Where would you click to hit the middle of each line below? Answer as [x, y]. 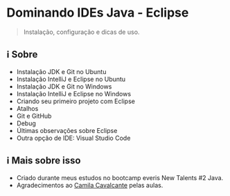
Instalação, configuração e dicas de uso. [81, 32]
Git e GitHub [34, 116]
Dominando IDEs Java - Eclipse [98, 13]
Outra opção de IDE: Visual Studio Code [73, 138]
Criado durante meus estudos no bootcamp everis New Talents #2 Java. [120, 177]
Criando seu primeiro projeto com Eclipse [76, 101]
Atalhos [27, 108]
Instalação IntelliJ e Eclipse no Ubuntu [71, 79]
